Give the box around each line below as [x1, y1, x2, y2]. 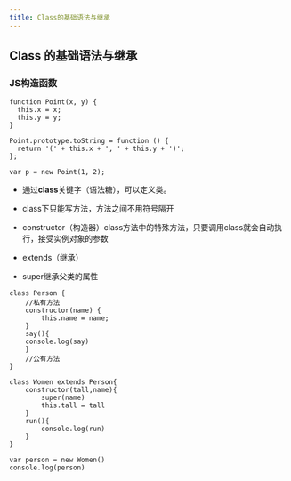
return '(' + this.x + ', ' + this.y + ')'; [17, 144, 185, 154]
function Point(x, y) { [9, 98, 98, 107]
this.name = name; [41, 314, 109, 323]
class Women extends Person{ [9, 378, 117, 387]
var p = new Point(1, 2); [9, 168, 105, 177]
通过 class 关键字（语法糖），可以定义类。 [21, 184, 172, 196]
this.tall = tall [41, 401, 105, 410]
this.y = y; [17, 113, 62, 123]
